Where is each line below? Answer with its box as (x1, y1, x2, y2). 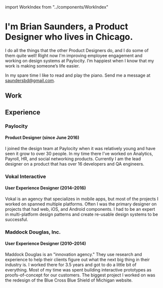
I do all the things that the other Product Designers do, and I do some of (5, 47, 149, 53)
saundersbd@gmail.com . (5, 77, 55, 83)
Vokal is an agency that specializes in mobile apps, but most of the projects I (5, 196, 159, 202)
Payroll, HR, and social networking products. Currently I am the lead (5, 155, 141, 162)
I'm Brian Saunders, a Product (5, 21, 128, 32)
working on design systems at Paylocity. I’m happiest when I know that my (5, 58, 154, 64)
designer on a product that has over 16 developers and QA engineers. (5, 161, 145, 167)
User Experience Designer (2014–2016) (5, 185, 86, 191)
